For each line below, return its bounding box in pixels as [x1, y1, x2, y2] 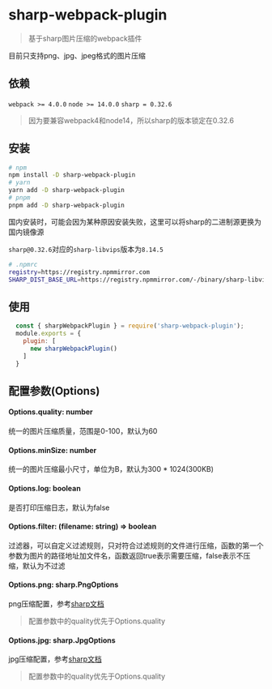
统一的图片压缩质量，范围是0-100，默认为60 [8, 426, 158, 436]
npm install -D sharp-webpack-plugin [8, 171, 136, 179]
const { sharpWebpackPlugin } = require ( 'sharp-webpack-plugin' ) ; [15, 322, 244, 330]
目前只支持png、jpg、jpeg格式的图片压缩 [8, 50, 146, 60]
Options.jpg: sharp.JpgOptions [8, 635, 116, 645]
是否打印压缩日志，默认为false [8, 503, 110, 512]
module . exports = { [15, 330, 82, 338]
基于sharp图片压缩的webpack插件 [28, 33, 142, 43]
